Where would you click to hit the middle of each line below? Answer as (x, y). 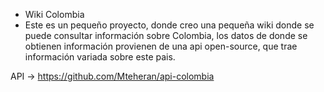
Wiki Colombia (54, 14)
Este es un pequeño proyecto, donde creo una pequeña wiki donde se (169, 25)
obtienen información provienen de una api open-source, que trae (161, 46)
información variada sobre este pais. (100, 57)
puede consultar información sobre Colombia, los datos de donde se (166, 35)
